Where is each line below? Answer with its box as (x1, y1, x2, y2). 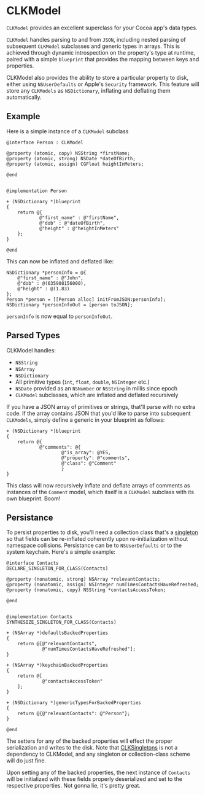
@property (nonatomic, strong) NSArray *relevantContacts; (6, 576, 161, 583)
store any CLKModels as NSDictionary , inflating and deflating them (6, 87, 171, 94)
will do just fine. (6, 757, 47, 764)
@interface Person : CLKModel (6, 139, 84, 145)
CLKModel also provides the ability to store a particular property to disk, (6, 74, 189, 81)
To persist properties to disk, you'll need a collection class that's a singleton (6, 529, 198, 536)
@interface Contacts (6, 560, 60, 567)
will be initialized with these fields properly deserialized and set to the (6, 775, 183, 783)
